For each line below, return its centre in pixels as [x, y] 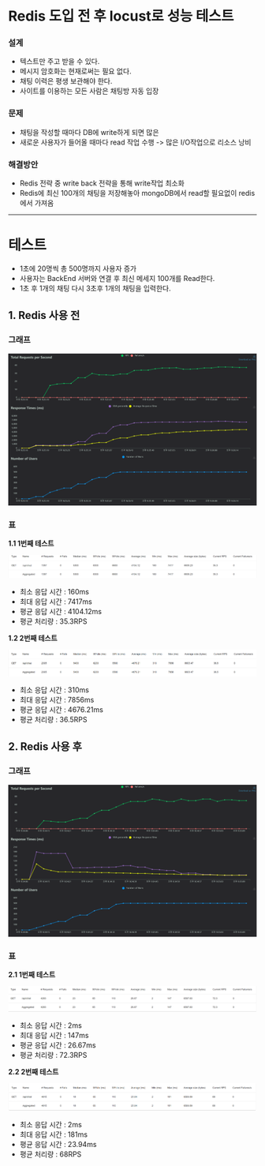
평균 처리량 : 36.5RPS [53, 719]
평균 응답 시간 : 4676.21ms [62, 709]
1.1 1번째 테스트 [31, 544]
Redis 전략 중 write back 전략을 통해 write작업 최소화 [102, 183]
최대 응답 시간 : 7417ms [56, 602]
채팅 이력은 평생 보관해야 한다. [66, 81]
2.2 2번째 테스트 [34, 1072]
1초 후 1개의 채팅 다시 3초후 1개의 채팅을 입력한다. [95, 288]
